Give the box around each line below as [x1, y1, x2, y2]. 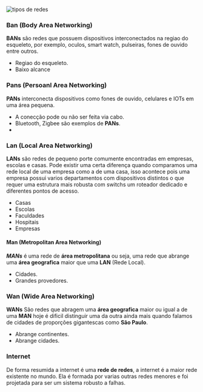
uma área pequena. [6, 101, 55, 109]
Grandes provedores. [15, 277, 68, 284]
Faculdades [15, 211, 44, 219]
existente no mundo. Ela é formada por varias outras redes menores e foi [6, 373, 188, 380]
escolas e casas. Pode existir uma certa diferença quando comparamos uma [6, 161, 198, 168]
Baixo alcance [15, 66, 50, 73]
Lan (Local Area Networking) [6, 141, 93, 150]
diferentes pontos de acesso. [6, 187, 79, 194]
